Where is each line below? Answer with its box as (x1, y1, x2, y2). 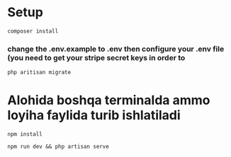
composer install (7, 28, 59, 35)
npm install (7, 131, 43, 138)
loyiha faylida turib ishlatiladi (7, 107, 181, 124)
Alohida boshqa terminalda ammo (7, 93, 210, 108)
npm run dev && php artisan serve (7, 143, 110, 151)
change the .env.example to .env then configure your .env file (7, 44, 225, 54)
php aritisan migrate (7, 69, 72, 76)
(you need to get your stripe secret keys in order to (7, 52, 186, 62)
